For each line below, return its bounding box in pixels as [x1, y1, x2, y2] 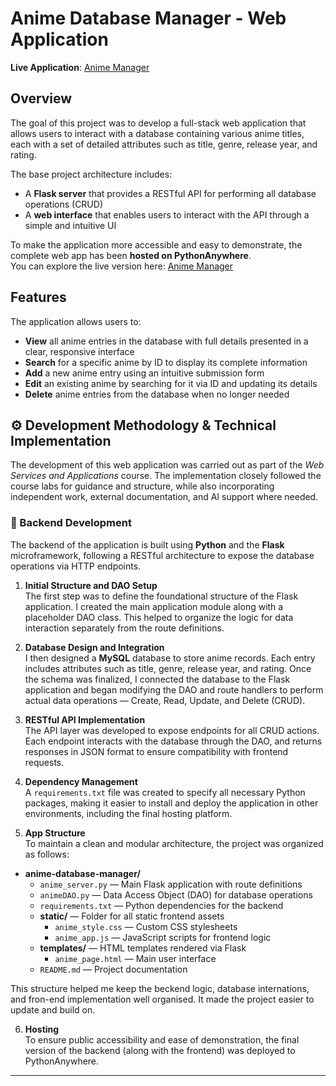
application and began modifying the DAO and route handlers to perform [24, 683, 324, 696]
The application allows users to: [10, 315, 142, 327]
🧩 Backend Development [10, 516, 132, 530]
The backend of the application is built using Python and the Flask [10, 538, 285, 551]
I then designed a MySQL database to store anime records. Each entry [24, 652, 316, 664]
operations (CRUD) [24, 198, 103, 210]
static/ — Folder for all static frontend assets [39, 910, 225, 922]
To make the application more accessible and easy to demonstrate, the [10, 238, 303, 251]
